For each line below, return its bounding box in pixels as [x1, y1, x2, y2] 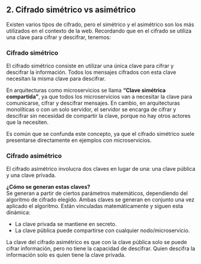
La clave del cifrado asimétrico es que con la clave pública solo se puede [6, 239, 187, 246]
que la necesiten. [6, 118, 49, 126]
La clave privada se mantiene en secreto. [14, 221, 117, 228]
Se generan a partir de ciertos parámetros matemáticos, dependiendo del [6, 189, 188, 197]
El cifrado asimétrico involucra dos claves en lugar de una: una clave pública [6, 165, 196, 173]
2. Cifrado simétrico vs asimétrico [6, 5, 136, 15]
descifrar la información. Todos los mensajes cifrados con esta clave [6, 69, 176, 76]
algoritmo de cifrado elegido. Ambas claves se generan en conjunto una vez [6, 196, 195, 203]
